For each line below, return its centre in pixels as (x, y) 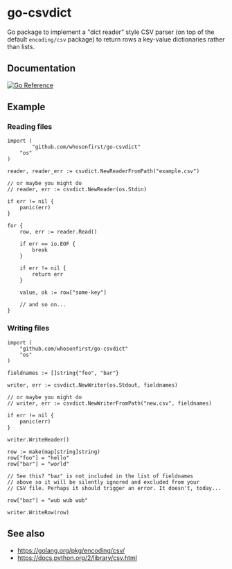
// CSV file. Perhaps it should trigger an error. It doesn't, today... (114, 488)
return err (48, 274)
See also (26, 534)
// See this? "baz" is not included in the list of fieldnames (100, 476)
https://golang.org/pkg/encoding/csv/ (71, 550)
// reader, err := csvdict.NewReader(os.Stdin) (77, 190)
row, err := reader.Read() (59, 232)
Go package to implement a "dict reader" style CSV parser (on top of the (111, 32)
